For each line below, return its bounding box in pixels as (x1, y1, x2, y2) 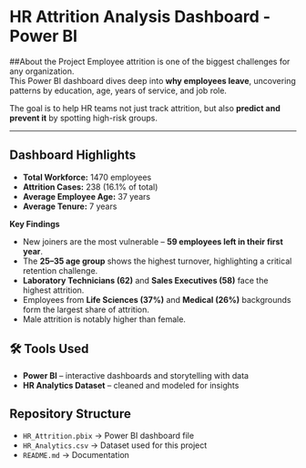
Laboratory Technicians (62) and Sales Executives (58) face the (22, 275, 269, 286)
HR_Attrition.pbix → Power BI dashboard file (22, 431, 194, 442)
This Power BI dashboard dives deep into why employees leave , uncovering (9, 75, 296, 86)
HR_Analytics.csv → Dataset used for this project (22, 440, 208, 451)
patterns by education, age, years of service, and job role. (9, 85, 228, 96)
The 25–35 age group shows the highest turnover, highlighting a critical (22, 255, 292, 266)
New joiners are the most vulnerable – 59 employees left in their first (22, 235, 284, 247)
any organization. (9, 66, 75, 77)
